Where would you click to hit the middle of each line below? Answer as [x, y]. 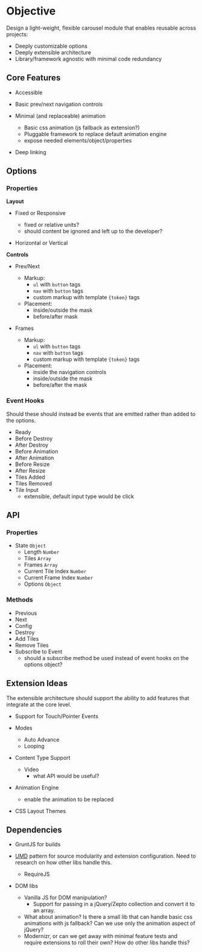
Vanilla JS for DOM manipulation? [65, 898]
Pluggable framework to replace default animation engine [95, 134]
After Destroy [32, 445]
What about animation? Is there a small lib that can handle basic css [108, 917]
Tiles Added [30, 477]
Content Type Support [43, 757]
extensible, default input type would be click [79, 496]
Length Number [42, 552]
